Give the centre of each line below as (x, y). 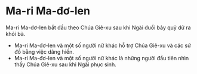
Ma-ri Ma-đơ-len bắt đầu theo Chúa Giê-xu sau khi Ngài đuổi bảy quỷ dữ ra (98, 27)
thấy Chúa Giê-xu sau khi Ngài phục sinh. (65, 64)
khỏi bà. (16, 33)
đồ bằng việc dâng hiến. (44, 51)
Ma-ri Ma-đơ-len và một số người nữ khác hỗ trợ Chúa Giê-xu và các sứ (103, 45)
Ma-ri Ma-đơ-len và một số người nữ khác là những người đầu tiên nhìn (101, 58)
